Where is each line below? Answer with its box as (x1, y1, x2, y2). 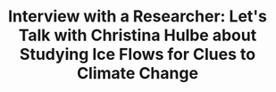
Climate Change (76, 63, 199, 84)
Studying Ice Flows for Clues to (19, 45, 256, 64)
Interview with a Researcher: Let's (8, 6, 267, 27)
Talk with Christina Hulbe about (18, 25, 257, 46)
